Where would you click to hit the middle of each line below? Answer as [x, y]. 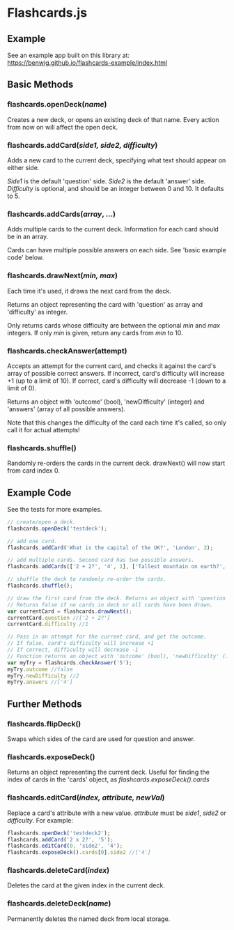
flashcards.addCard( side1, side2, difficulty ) [83, 145]
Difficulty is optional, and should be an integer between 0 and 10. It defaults [116, 188]
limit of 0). [22, 388]
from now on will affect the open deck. [63, 127]
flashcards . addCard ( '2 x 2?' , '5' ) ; [60, 839]
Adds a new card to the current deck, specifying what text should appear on [117, 160]
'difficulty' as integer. [38, 312]
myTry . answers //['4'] [40, 682]
